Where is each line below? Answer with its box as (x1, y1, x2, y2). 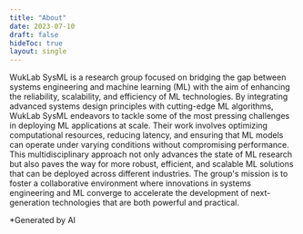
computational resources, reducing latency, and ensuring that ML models (9, 130, 284, 141)
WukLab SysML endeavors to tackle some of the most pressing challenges (9, 111, 290, 122)
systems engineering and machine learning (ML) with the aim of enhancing (9, 82, 291, 93)
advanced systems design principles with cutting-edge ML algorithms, (9, 101, 275, 112)
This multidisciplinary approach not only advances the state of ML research (9, 149, 293, 160)
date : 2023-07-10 (9, 22, 76, 31)
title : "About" (9, 13, 67, 23)
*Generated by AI (9, 215, 76, 226)
